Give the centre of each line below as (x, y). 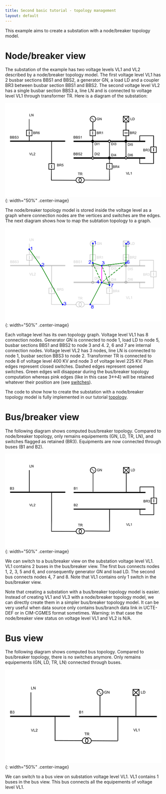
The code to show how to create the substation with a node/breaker (74, 392)
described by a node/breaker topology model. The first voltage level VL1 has (83, 75)
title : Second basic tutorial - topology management (61, 10)
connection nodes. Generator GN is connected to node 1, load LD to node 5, (83, 340)
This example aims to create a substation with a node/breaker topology (78, 30)
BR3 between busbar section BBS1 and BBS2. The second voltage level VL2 (83, 85)
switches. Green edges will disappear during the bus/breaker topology (77, 372)
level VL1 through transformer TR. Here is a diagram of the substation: (76, 96)
